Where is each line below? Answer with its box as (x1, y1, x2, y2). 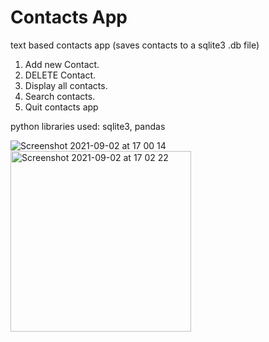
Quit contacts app (24, 101, 99, 113)
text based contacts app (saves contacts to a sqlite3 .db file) (10, 39, 260, 51)
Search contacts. (24, 90, 96, 102)
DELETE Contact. (24, 69, 97, 81)
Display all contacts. (24, 79, 108, 91)
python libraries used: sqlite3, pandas (10, 120, 166, 132)
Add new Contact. (24, 58, 100, 70)
